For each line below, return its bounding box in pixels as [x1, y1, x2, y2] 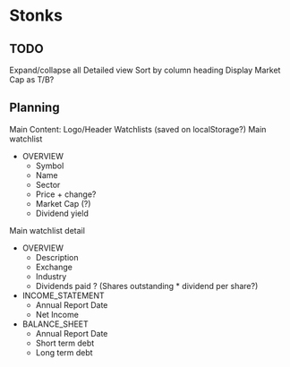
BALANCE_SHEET [21, 319, 90, 329]
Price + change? [35, 189, 97, 200]
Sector [35, 179, 61, 190]
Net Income [35, 309, 79, 320]
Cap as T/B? [9, 74, 55, 85]
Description [35, 252, 79, 262]
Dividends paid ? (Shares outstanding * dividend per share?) [35, 280, 259, 291]
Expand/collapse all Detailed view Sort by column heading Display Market [9, 64, 281, 75]
